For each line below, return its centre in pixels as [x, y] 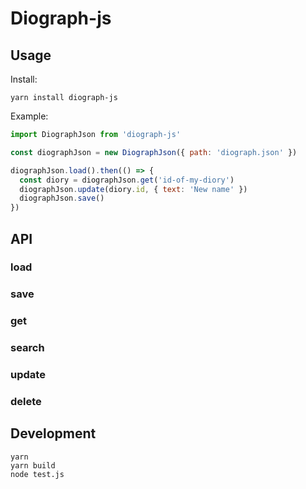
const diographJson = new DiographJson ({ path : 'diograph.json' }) [154, 152]
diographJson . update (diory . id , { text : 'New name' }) [133, 189]
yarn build [33, 465]
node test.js [37, 474]
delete [26, 402]
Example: [29, 116]
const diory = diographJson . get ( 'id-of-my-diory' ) [127, 180]
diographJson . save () [62, 198]
